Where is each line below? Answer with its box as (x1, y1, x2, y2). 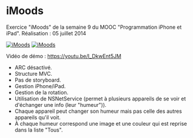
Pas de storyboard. (14, 76, 61, 83)
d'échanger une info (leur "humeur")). (14, 101, 107, 108)
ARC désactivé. (14, 63, 52, 71)
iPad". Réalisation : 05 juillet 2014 (6, 29, 86, 36)
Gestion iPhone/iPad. (14, 82, 66, 89)
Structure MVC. (14, 70, 52, 77)
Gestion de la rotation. (14, 89, 69, 96)
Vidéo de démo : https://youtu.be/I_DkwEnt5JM (6, 52, 122, 59)
